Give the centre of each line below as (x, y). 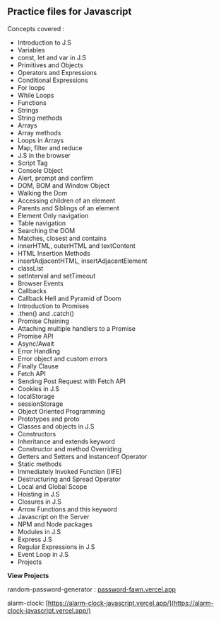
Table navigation (42, 223)
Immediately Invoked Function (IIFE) (70, 471)
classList (30, 268)
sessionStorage (40, 404)
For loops (31, 87)
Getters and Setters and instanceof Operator (82, 456)
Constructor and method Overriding (70, 448)
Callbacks (32, 290)
